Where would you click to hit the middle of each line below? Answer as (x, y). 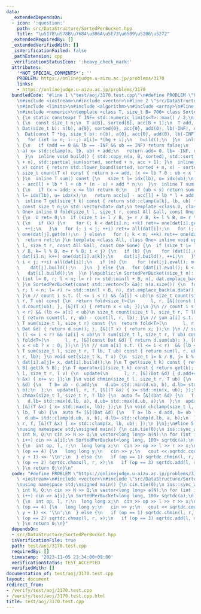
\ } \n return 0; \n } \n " (45, 468)
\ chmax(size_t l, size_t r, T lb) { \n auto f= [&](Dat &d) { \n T (106, 396)
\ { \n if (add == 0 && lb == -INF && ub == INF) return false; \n (103, 145)
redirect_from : (25, 585)
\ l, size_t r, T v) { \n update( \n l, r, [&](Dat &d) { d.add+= (107, 373)
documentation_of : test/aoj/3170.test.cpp (60, 574)
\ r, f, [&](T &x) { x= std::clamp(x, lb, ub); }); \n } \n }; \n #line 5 (106, 423)
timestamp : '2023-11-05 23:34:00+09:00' (63, 557)
